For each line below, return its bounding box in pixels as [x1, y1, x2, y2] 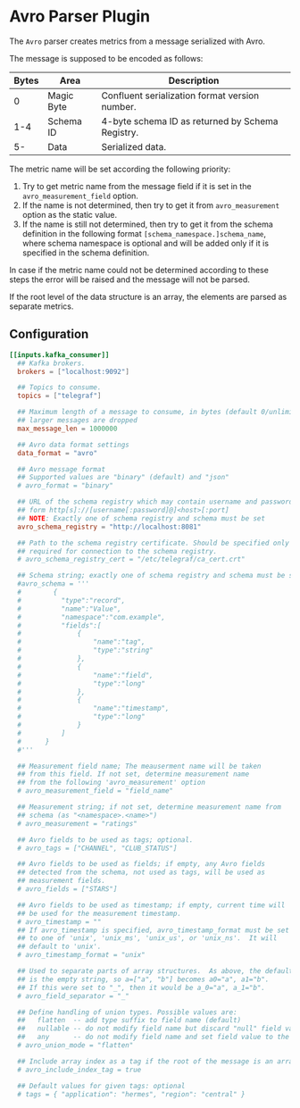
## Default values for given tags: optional [17, 1081, 186, 1090]
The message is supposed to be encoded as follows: [9, 53, 204, 63]
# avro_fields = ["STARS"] [17, 885, 118, 894]
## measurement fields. [17, 877, 105, 886]
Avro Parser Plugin [9, 6, 151, 27]
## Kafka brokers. [17, 359, 87, 368]
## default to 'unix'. [17, 942, 102, 952]
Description [168, 74, 220, 87]
